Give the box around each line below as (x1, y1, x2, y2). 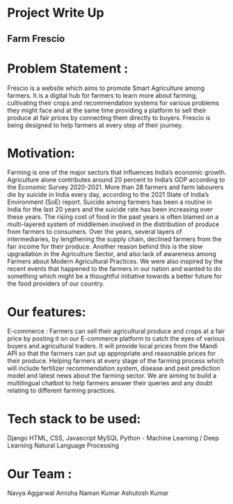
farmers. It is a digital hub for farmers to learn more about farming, (7, 91, 198, 99)
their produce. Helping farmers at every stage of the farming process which (7, 357, 225, 365)
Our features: (7, 304, 86, 320)
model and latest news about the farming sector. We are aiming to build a (7, 371, 217, 380)
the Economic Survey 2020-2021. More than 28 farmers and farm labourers (7, 183, 224, 191)
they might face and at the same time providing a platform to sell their (7, 106, 207, 114)
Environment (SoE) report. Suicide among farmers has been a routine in (7, 198, 212, 207)
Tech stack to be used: (7, 410, 141, 427)
